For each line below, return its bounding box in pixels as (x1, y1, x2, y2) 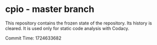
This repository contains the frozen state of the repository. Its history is (5, 20, 152, 26)
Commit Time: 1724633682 (5, 35, 62, 41)
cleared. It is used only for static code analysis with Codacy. (5, 25, 129, 31)
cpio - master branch (5, 3, 94, 15)
